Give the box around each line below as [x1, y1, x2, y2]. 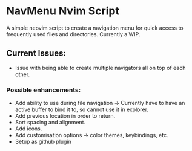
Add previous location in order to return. [15, 112, 116, 120]
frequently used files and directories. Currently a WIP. [6, 30, 141, 37]
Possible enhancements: [6, 86, 81, 94]
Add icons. [15, 125, 42, 132]
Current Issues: [6, 48, 67, 59]
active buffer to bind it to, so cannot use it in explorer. [15, 106, 149, 113]
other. [15, 71, 30, 78]
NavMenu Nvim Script [6, 4, 120, 18]
